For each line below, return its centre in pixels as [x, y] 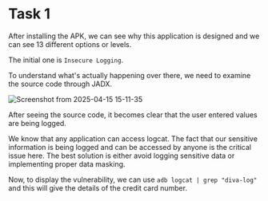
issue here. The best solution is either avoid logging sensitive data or [122, 156]
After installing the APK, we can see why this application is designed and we [134, 36]
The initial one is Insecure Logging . [66, 60]
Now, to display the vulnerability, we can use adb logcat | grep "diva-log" [133, 179]
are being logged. [37, 123]
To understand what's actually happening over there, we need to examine [130, 75]
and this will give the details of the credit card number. [98, 187]
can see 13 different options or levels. [70, 44]
